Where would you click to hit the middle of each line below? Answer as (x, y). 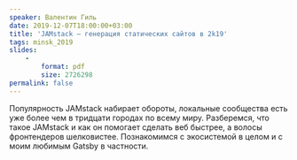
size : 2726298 (67, 75)
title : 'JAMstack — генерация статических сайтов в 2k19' (118, 34)
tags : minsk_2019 (41, 42)
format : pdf (63, 67)
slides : (23, 50)
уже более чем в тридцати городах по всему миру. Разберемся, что (140, 118)
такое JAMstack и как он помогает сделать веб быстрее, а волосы (136, 127)
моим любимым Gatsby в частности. (79, 146)
